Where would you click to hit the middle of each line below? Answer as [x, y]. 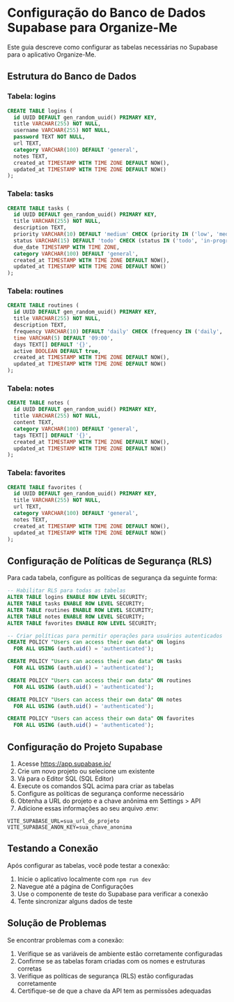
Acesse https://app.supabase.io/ [64, 764]
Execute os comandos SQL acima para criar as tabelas [95, 786]
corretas [29, 968]
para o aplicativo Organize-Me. [52, 55]
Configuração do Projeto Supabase [85, 747]
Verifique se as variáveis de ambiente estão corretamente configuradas [120, 953]
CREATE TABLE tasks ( [39, 208]
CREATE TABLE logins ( [40, 111]
